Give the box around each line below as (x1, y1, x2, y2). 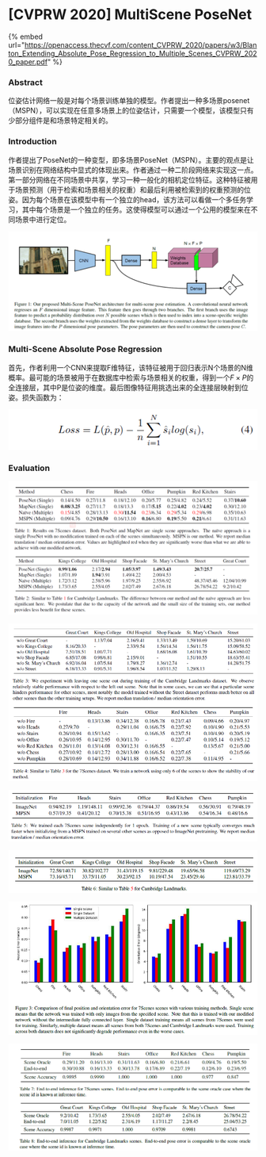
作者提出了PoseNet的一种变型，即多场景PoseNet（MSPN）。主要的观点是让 (8, 155, 255, 164)
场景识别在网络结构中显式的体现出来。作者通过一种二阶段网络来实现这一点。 (8, 165, 258, 174)
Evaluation (8, 462, 50, 473)
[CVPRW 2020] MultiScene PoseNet (8, 6, 252, 24)
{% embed (8, 32, 44, 41)
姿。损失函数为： (8, 393, 64, 402)
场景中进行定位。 (14, 214, 71, 224)
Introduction (8, 136, 57, 147)
